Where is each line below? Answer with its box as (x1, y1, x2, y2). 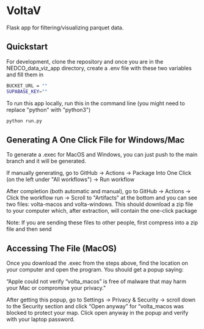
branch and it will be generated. (6, 157, 87, 165)
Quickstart (6, 42, 48, 52)
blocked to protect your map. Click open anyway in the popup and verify (6, 309, 189, 316)
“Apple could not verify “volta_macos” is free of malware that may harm (6, 278, 187, 285)
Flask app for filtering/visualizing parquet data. (6, 24, 124, 31)
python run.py (6, 117, 43, 124)
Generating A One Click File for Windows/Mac (6, 135, 185, 145)
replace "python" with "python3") (6, 106, 91, 113)
